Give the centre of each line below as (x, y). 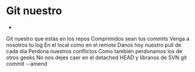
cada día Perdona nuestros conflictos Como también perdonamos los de (94, 51)
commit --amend (27, 64)
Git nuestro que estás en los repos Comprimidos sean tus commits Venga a (98, 38)
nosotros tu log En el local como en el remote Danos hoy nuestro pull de (94, 45)
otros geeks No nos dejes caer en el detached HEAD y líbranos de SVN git (97, 57)
